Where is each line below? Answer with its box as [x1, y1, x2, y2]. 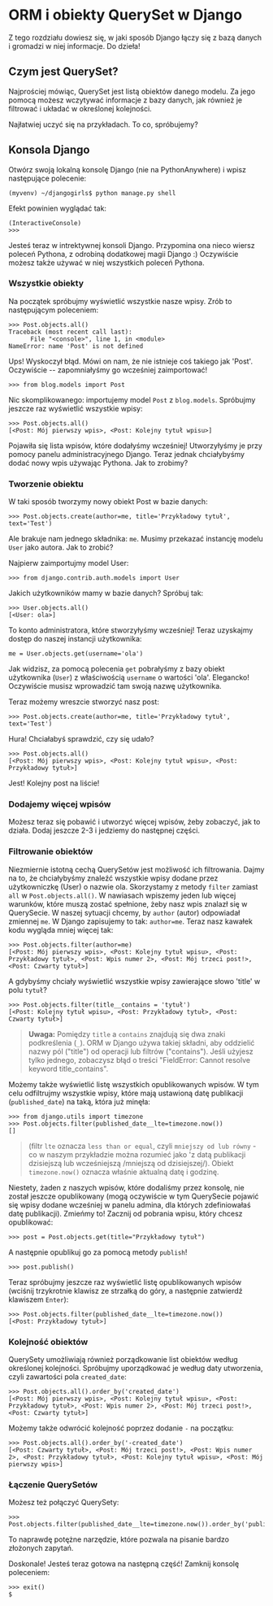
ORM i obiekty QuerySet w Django [8, 6, 242, 24]
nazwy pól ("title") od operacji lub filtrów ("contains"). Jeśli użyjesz [28, 1047, 253, 1056]
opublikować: [8, 1217, 54, 1227]
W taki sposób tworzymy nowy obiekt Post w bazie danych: [8, 497, 209, 507]
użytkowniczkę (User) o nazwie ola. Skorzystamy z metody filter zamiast [8, 881, 258, 891]
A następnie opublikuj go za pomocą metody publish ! [8, 1247, 188, 1257]
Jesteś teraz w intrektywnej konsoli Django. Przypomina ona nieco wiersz [8, 240, 255, 250]
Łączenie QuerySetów [8, 1478, 98, 1490]
